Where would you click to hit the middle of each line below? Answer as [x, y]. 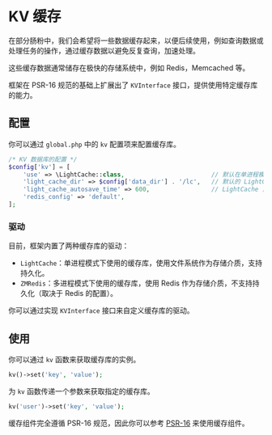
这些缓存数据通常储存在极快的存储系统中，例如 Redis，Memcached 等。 [129, 68]
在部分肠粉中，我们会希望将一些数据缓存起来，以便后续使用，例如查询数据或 [136, 40]
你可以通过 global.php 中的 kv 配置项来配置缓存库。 [94, 144]
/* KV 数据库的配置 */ [43, 159]
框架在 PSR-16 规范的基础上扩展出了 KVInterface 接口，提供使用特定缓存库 [133, 85]
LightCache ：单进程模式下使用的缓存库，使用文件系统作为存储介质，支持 [141, 263]
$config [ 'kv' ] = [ [39, 167]
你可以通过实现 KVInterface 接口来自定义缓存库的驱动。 [101, 310]
